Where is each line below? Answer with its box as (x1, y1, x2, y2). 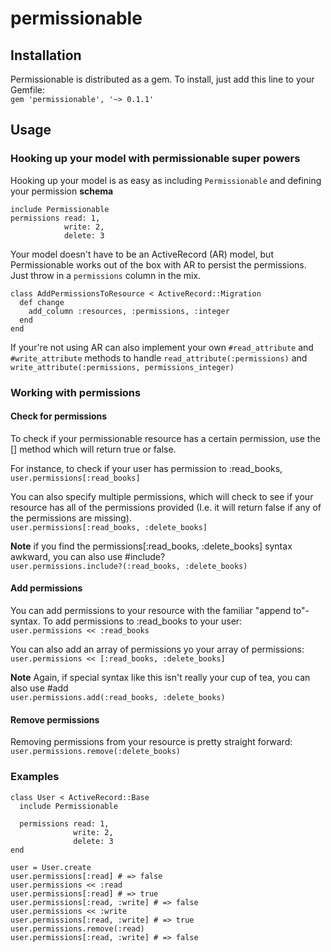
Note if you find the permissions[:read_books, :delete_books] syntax (10, 540, 293, 552)
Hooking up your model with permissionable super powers (10, 152, 301, 166)
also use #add (10, 682, 69, 694)
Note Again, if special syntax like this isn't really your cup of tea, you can (10, 672, 311, 684)
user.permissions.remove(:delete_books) (10, 747, 182, 757)
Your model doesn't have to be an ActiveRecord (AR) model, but (10, 248, 274, 260)
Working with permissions (10, 385, 142, 399)
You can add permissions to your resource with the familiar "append (10, 605, 292, 617)
